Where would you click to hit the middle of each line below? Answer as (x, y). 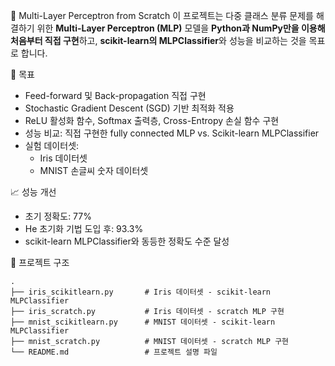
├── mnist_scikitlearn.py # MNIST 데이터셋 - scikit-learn (143, 322)
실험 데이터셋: (52, 145)
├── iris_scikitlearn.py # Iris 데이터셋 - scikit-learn (141, 292)
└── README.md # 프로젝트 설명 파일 (114, 352)
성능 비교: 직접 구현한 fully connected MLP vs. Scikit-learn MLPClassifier (172, 133)
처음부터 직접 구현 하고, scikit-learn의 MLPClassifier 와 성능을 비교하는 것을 (158, 40)
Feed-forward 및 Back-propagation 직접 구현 (115, 95)
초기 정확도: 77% (58, 216)
